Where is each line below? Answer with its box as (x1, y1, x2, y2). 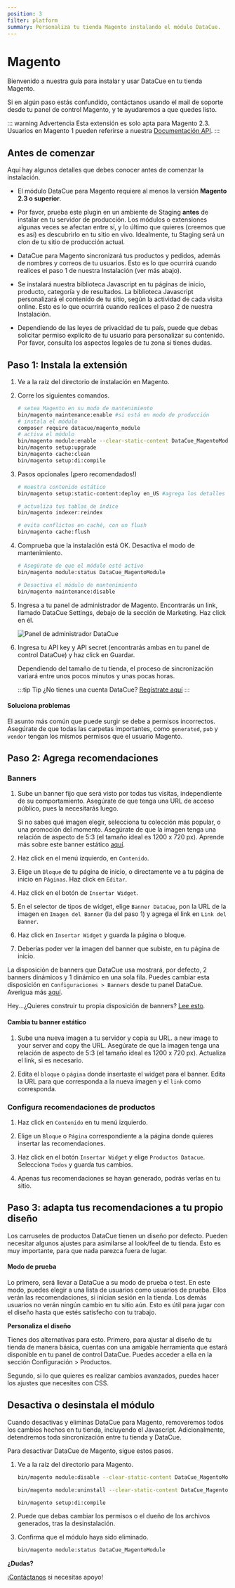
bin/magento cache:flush (17, 528, 90, 535)
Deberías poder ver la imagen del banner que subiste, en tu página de (17, 944, 220, 953)
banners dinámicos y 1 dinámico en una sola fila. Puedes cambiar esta (7, 973, 210, 982)
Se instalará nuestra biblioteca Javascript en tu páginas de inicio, (17, 280, 206, 288)
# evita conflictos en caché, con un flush (17, 522, 147, 529)
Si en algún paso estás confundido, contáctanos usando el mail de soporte (7, 98, 224, 106)
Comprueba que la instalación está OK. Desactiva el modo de (17, 541, 195, 550)
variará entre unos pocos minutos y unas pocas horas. (17, 671, 175, 680)
